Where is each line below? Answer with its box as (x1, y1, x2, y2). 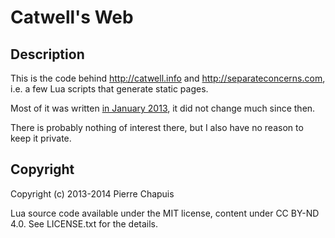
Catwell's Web (10, 6, 134, 29)
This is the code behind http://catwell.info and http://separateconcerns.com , (10, 72, 326, 84)
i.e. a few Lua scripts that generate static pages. (10, 83, 209, 95)
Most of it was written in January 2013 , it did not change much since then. (10, 102, 316, 114)
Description (10, 46, 85, 63)
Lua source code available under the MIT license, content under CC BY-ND (10, 207, 320, 219)
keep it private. (10, 132, 72, 144)
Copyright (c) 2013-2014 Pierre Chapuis (10, 187, 175, 200)
